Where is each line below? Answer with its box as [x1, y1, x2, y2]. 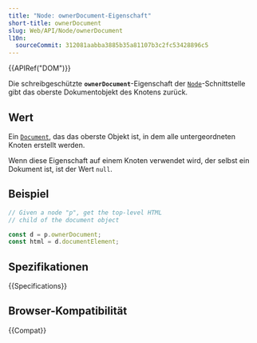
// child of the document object [8, 216, 120, 224]
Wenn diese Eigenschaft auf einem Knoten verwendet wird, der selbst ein [8, 155, 250, 165]
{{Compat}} [8, 325, 46, 335]
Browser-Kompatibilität [8, 305, 128, 318]
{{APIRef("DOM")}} [8, 63, 72, 73]
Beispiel [8, 187, 49, 201]
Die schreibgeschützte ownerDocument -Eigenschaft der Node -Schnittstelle [8, 79, 246, 89]
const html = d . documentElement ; [8, 237, 120, 246]
